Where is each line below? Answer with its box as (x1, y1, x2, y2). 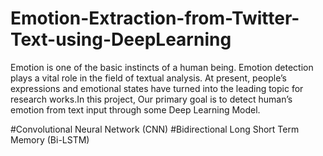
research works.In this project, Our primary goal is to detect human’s (10, 93, 293, 105)
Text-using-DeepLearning (10, 28, 232, 51)
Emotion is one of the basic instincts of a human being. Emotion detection (10, 61, 314, 73)
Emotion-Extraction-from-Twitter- (10, 7, 300, 30)
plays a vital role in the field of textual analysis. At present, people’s (10, 72, 287, 84)
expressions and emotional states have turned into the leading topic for (10, 82, 304, 94)
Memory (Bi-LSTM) (10, 133, 90, 146)
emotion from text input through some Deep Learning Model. (10, 103, 261, 116)
